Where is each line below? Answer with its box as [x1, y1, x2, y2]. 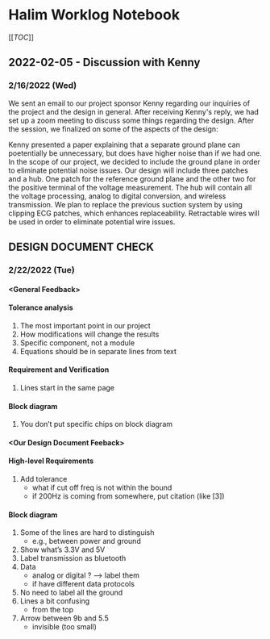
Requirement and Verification [8, 365, 110, 374]
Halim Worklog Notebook [8, 6, 180, 24]
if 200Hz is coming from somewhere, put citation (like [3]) [31, 491, 225, 501]
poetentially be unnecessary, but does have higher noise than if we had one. [8, 148, 262, 158]
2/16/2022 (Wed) [8, 80, 77, 91]
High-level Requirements [8, 456, 94, 466]
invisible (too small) [31, 622, 97, 632]
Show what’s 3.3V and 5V [19, 545, 106, 554]
